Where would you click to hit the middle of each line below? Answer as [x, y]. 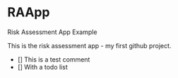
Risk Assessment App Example [52, 32]
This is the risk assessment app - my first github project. [89, 45]
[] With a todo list [43, 67]
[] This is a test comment [54, 59]
